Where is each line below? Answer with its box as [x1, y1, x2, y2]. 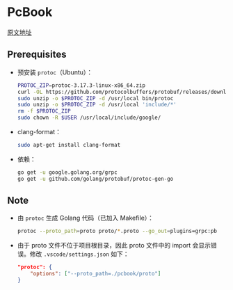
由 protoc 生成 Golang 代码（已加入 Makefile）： [17, 214, 154, 223]
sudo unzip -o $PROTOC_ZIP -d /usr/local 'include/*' [17, 102, 177, 108]
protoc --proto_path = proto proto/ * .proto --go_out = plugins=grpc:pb [17, 227, 218, 235]
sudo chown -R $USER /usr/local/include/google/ [17, 114, 161, 122]
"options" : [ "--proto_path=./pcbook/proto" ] [30, 271, 161, 277]
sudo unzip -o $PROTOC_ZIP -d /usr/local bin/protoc [17, 95, 174, 102]
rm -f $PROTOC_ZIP [17, 108, 71, 115]
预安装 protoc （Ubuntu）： [17, 67, 93, 76]
